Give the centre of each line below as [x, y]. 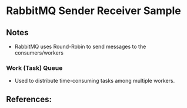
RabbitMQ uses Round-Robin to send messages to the [80, 46]
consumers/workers [39, 53]
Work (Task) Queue [34, 67]
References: [29, 99]
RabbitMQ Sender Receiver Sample [93, 11]
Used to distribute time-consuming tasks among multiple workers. [95, 81]
